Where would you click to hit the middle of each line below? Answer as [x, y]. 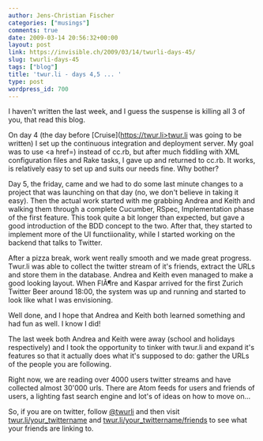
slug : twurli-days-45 [44, 60]
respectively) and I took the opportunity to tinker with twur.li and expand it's [131, 348]
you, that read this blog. [47, 120]
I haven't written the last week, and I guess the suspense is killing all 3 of [127, 111]
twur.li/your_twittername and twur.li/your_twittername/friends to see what [128, 420]
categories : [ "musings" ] [49, 23]
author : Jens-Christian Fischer [61, 15]
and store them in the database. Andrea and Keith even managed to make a [131, 275]
